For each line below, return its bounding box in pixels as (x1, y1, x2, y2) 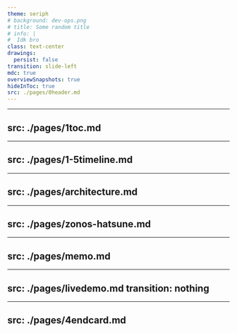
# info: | (7, 30, 37, 37)
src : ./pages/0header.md (7, 89, 80, 96)
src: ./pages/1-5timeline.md (7, 154, 133, 166)
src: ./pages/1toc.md (7, 121, 102, 134)
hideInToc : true (7, 83, 55, 90)
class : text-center (7, 43, 65, 50)
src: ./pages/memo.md (7, 250, 111, 262)
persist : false (13, 56, 59, 63)
